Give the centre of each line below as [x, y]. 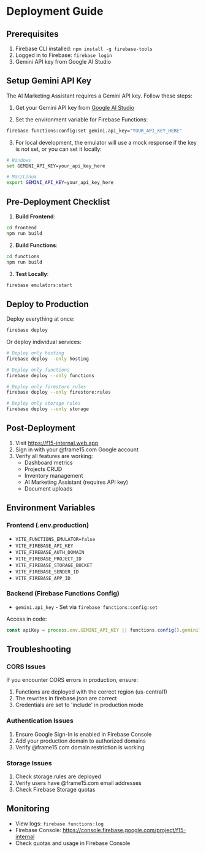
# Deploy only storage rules [44, 404]
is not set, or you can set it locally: [59, 149]
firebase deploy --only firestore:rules [59, 392]
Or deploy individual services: [44, 342]
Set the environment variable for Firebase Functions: [82, 119]
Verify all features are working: [54, 456]
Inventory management [54, 475]
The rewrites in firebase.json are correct [66, 698]
